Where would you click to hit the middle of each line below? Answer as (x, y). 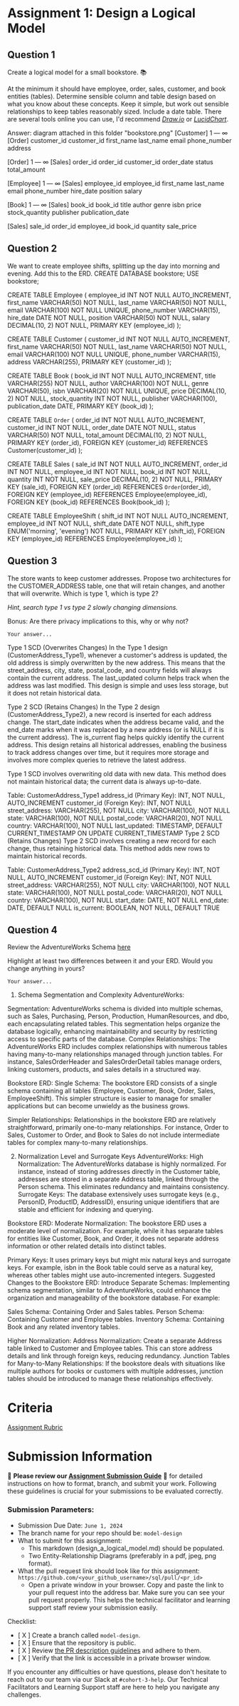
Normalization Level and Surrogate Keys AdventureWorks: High (111, 1156)
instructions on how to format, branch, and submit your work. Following (112, 1484)
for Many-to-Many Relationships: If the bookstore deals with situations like (116, 1364)
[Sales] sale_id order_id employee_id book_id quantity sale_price (102, 226)
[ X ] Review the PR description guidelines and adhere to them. (109, 1650)
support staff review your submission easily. (93, 1607)
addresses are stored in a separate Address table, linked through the (118, 1179)
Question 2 (32, 249)
